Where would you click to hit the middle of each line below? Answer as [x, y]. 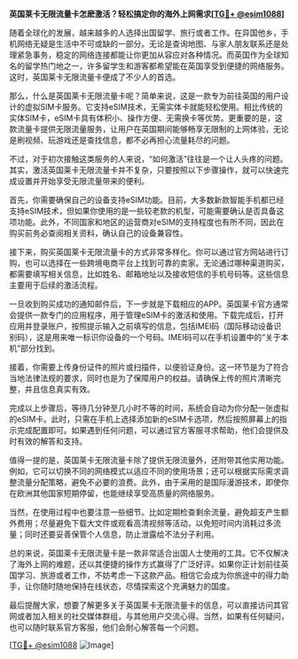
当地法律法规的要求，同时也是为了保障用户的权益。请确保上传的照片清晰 [141, 378]
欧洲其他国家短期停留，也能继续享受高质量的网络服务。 [118, 493]
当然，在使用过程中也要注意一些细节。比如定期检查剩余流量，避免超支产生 [145, 512]
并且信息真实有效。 [59, 389]
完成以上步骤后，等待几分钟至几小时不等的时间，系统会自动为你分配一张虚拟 [149, 408]
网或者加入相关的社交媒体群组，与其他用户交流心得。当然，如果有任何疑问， [149, 616]
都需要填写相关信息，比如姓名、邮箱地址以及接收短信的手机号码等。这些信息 [149, 274]
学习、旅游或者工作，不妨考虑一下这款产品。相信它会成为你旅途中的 [141, 575]
